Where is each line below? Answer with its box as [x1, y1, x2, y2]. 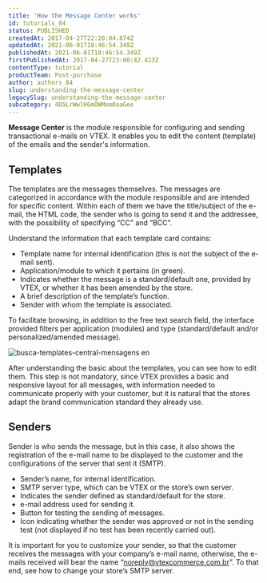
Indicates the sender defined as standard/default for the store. [19, 490, 225, 500]
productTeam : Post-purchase [8, 71, 102, 79]
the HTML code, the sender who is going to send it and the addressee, [25, 209, 258, 219]
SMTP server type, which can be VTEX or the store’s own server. [19, 482, 234, 492]
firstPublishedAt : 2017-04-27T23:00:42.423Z [8, 57, 159, 65]
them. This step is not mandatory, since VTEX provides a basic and [8, 371, 229, 381]
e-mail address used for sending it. [19, 499, 136, 509]
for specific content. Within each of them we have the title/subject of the [8, 200, 248, 210]
